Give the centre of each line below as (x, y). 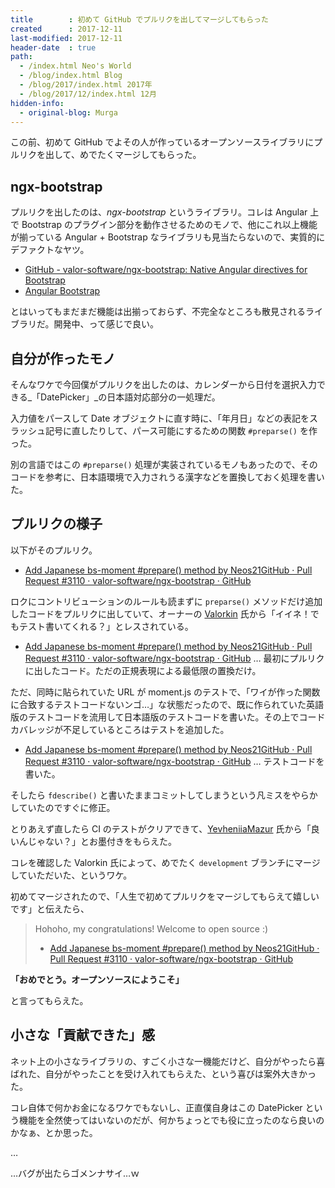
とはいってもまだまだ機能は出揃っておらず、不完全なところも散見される (158, 312)
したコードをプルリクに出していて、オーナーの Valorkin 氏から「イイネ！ (160, 613)
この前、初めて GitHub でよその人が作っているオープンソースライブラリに (162, 142)
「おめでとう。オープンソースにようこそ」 (97, 979)
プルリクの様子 (56, 524)
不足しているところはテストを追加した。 (146, 729)
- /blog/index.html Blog (71, 76)
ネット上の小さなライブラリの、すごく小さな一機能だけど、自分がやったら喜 (168, 1061)
